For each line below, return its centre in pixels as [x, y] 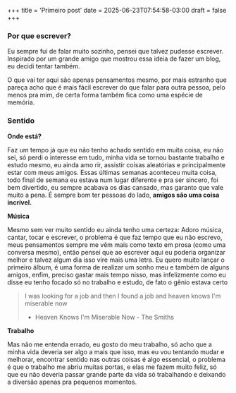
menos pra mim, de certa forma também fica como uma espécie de [105, 95]
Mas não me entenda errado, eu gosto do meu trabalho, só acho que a [110, 344]
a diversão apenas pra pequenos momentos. [72, 382]
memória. [21, 102]
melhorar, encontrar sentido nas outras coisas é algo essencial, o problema [117, 359]
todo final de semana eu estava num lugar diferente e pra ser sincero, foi [113, 180]
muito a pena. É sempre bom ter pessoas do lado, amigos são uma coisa [113, 195]
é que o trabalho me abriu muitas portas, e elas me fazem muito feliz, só [112, 367]
